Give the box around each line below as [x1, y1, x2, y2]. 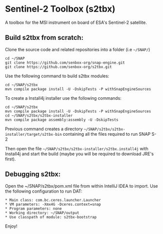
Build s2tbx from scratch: [5, 34, 84, 42]
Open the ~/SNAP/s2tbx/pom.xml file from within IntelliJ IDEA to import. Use [5, 183, 158, 189]
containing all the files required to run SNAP [63, 131, 151, 137]
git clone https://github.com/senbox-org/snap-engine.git [5, 60, 125, 65]
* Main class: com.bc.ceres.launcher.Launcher [5, 198, 101, 202]
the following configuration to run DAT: [5, 188, 83, 194]
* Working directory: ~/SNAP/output [5, 210, 79, 215]
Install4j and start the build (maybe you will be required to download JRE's [5, 151, 154, 157]
